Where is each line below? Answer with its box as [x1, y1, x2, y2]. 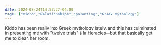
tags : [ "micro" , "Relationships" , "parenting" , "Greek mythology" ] [5, 12, 139, 16]
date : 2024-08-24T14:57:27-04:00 [5, 7, 74, 12]
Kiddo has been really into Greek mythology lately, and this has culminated [5, 25, 156, 30]
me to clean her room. [5, 35, 50, 41]
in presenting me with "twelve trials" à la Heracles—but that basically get [5, 30, 153, 36]
